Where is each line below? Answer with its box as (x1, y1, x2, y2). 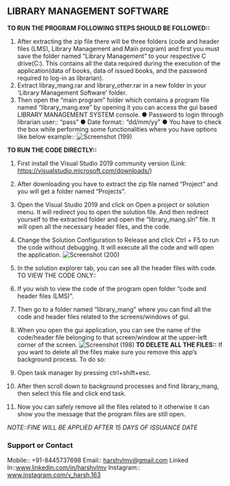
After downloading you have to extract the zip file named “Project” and (17, 179, 218, 188)
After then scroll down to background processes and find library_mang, (17, 382, 219, 390)
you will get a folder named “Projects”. (17, 187, 126, 195)
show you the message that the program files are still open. (17, 409, 186, 418)
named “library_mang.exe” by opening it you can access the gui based (17, 103, 218, 111)
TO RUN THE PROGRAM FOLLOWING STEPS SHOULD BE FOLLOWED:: (7, 23, 210, 32)
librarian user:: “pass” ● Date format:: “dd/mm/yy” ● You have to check (17, 117, 222, 126)
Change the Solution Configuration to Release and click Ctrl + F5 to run (17, 236, 219, 244)
